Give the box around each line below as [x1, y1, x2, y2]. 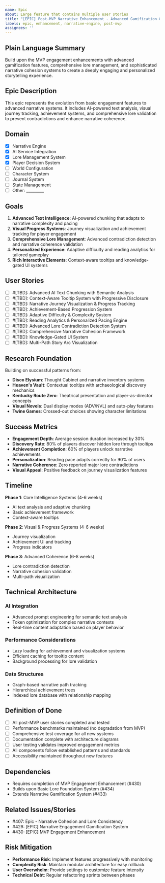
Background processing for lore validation [12, 658, 97, 664]
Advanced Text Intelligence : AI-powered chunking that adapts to [12, 215, 145, 221]
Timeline [5, 481, 33, 490]
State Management [12, 182, 51, 188]
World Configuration [12, 165, 54, 171]
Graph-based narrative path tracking [12, 682, 87, 688]
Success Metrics [5, 422, 58, 431]
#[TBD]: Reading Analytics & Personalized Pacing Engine [12, 317, 128, 323]
